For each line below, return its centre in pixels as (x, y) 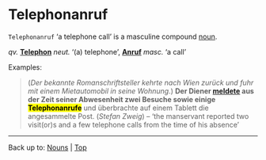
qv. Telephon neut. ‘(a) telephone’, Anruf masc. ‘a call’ (97, 51)
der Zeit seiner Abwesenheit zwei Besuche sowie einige (122, 99)
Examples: (25, 67)
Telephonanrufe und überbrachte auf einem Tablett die (118, 108)
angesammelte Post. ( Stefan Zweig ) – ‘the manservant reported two (138, 116)
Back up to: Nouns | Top (47, 147)
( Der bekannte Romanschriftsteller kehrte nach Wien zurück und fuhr (141, 82)
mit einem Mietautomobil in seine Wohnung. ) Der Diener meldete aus (141, 91)
